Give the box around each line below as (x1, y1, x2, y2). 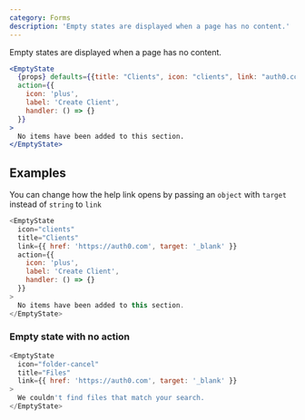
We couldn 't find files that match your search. (17, 394, 205, 403)
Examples (9, 165, 66, 181)
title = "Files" (17, 368, 71, 377)
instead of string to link (9, 199, 102, 210)
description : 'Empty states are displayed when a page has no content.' (9, 22, 290, 31)
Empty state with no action (9, 330, 130, 343)
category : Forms (9, 13, 71, 23)
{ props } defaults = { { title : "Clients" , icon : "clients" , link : (17, 73, 258, 82)
